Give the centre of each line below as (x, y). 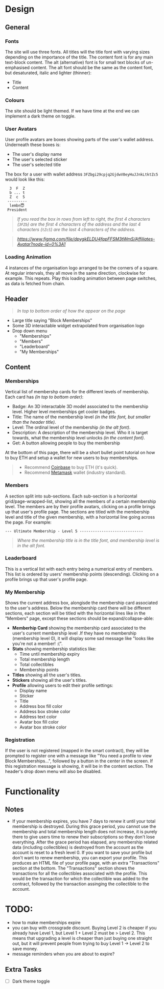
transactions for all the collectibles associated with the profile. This (80, 873)
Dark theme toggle (31, 981)
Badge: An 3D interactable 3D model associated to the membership (80, 407)
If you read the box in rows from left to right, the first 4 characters (83, 219)
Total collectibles (36, 665)
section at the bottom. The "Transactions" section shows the (73, 868)
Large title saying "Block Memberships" (52, 320)
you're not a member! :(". (37, 644)
